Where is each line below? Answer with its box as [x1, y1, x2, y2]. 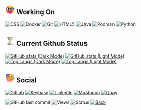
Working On [16, 8, 55, 16]
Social [16, 76, 37, 85]
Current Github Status [16, 39, 88, 48]
